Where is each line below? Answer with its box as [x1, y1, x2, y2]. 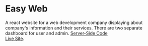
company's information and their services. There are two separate [5, 24, 142, 30]
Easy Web [5, 3, 48, 14]
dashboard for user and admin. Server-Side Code [5, 30, 108, 36]
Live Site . [5, 35, 25, 41]
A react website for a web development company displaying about [5, 19, 143, 25]
